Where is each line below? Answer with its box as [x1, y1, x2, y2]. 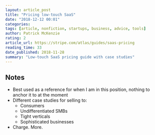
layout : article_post [5, 7, 51, 13]
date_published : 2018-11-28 [5, 50, 65, 55]
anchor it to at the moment [12, 92, 68, 98]
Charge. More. [12, 124, 43, 130]
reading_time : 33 [5, 45, 42, 50]
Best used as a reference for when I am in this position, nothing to [12, 86, 150, 93]
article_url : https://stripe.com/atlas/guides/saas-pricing [5, 40, 135, 46]
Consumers [20, 103, 45, 109]
